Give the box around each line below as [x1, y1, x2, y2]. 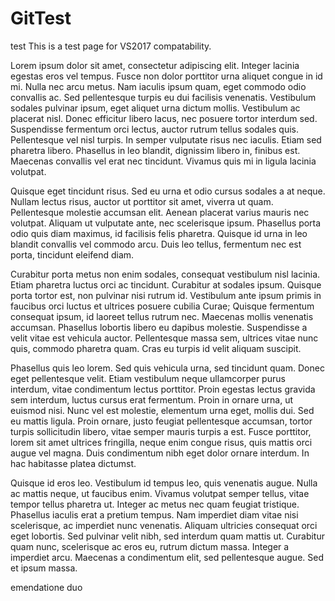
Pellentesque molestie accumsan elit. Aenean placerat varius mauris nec [10, 206, 310, 218]
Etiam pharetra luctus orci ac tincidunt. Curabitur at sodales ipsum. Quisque [10, 278, 322, 291]
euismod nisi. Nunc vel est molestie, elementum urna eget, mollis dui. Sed [10, 404, 315, 416]
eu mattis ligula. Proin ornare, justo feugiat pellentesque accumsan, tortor [10, 415, 313, 427]
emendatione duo [10, 581, 83, 593]
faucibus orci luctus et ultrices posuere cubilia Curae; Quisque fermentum [10, 300, 315, 312]
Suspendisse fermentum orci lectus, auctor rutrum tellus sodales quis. [10, 123, 300, 135]
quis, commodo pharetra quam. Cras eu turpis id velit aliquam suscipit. [10, 342, 302, 354]
